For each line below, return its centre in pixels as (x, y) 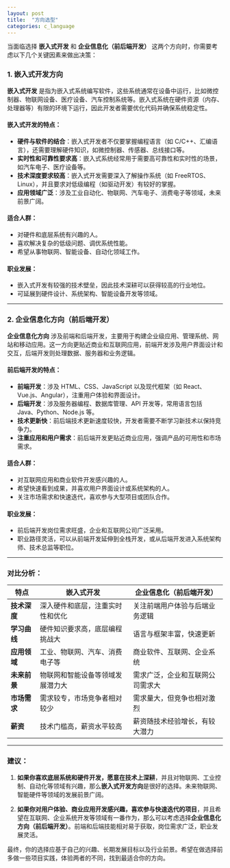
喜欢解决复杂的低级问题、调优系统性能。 (74, 243)
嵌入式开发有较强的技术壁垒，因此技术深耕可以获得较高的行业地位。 (113, 285)
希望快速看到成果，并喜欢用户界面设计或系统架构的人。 (95, 488)
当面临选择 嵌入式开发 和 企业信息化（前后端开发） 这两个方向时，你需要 (110, 47)
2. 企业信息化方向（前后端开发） (61, 320)
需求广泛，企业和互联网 (171, 675)
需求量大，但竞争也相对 (171, 698)
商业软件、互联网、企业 (171, 652)
